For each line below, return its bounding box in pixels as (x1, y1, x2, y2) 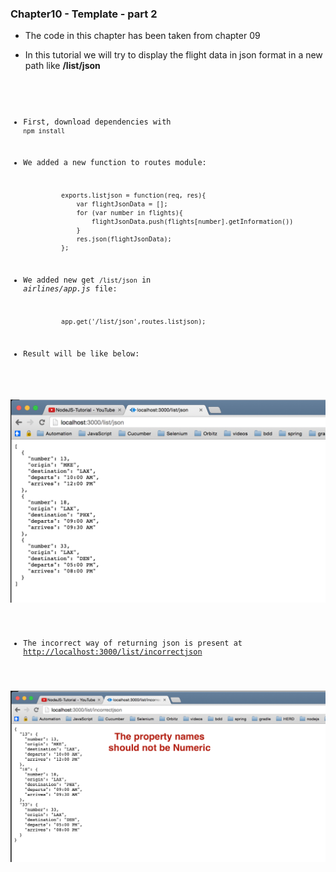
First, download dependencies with (23, 117, 172, 127)
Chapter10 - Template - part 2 (10, 7, 158, 21)
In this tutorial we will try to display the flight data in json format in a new (24, 49, 323, 61)
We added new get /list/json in (23, 275, 152, 286)
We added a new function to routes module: (23, 158, 207, 168)
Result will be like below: (23, 348, 140, 359)
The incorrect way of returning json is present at (23, 638, 243, 648)
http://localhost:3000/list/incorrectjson (23, 647, 203, 657)
